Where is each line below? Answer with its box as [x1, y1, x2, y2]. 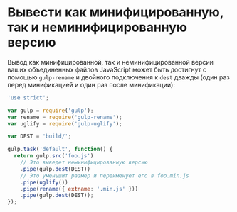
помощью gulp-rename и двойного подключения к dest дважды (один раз [7, 72, 230, 82]
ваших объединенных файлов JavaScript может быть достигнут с [7, 65, 207, 74]
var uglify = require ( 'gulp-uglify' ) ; [7, 120, 122, 128]
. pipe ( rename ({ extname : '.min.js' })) [20, 185, 139, 192]
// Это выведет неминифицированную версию [20, 159, 148, 167]
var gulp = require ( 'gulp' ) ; [7, 107, 94, 114]
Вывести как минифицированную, [7, 4, 224, 21]
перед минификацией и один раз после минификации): [7, 80, 176, 89]
